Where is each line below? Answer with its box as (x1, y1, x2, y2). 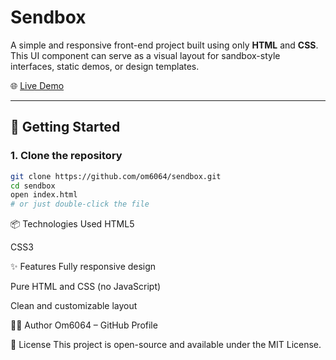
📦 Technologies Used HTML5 (10, 218, 135, 230)
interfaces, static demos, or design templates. (10, 60, 200, 72)
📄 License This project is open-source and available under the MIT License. (10, 339, 322, 351)
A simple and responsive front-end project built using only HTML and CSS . (10, 39, 319, 51)
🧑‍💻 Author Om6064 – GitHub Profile (10, 319, 158, 331)
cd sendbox (10, 181, 56, 191)
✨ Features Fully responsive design (10, 261, 157, 273)
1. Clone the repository (10, 149, 123, 163)
